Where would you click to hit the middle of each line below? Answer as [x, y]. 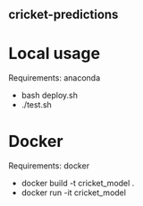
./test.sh [37, 105]
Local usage [54, 53]
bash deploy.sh [49, 95]
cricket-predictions [63, 15]
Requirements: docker [49, 166]
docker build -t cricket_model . [78, 184]
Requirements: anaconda [55, 78]
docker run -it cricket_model [74, 193]
